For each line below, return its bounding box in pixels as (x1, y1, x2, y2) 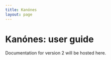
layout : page (5, 12, 33, 17)
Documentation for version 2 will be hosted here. (5, 50, 106, 56)
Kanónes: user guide (5, 33, 94, 45)
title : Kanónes (5, 7, 37, 12)
